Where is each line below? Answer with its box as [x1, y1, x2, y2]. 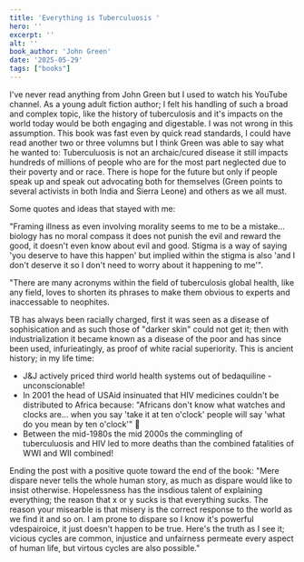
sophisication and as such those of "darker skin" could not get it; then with [9, 324, 289, 335]
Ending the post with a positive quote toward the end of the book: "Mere [9, 465, 279, 476]
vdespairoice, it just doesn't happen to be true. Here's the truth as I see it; [9, 523, 285, 534]
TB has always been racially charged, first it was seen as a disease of [9, 314, 270, 325]
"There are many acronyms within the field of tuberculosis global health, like [9, 276, 295, 287]
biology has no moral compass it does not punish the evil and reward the [9, 230, 281, 241]
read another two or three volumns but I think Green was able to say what [9, 137, 284, 148]
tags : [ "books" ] [9, 65, 71, 74]
